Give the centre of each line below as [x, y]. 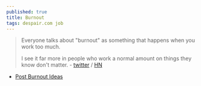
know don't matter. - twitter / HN [62, 65]
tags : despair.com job [35, 23]
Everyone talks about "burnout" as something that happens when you [108, 41]
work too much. [41, 47]
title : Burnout [25, 18]
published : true [27, 12]
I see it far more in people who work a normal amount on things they [106, 59]
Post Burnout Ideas [39, 77]
